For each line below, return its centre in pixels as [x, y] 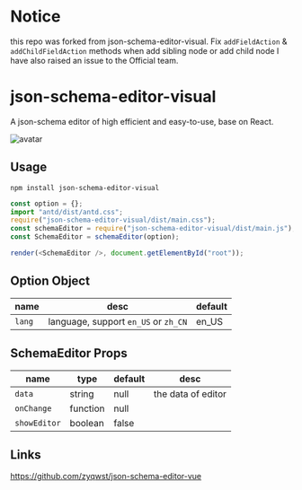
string [82, 394]
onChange [33, 408]
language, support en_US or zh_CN [118, 321]
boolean [87, 423]
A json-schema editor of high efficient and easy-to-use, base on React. [142, 121]
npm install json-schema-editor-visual [85, 188]
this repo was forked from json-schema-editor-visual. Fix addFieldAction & [149, 41]
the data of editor [190, 394]
